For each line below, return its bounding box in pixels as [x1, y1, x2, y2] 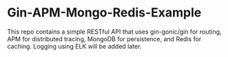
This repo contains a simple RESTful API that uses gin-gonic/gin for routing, [7, 27, 222, 36]
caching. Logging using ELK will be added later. [7, 42, 142, 50]
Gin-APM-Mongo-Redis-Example [7, 5, 202, 21]
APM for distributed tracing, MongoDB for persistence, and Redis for [7, 34, 202, 43]
